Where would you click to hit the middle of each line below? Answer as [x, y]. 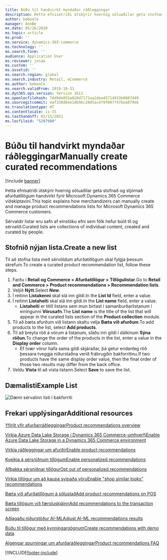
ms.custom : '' [20, 65]
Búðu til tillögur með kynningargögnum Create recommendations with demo [82, 528]
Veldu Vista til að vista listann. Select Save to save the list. [72, 370]
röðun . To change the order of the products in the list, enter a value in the [87, 338]
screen [12, 509]
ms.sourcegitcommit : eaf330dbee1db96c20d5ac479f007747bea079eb [72, 103]
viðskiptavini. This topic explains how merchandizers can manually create [80, 201]
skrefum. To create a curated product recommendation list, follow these [78, 265]
